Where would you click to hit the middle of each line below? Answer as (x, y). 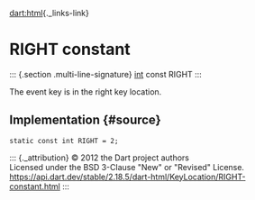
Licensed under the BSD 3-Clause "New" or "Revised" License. (127, 167)
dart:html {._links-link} (50, 13)
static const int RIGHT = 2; (64, 141)
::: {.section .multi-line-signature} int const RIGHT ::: (106, 74)
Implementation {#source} (86, 120)
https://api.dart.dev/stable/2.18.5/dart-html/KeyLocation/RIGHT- (127, 177)
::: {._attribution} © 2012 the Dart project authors (99, 158)
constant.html (35, 186)
